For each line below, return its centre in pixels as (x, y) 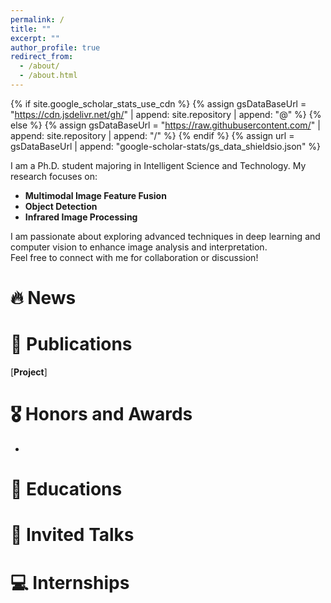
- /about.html (48, 76)
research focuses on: (54, 176)
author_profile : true (55, 47)
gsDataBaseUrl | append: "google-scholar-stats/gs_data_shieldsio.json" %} (166, 146)
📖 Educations (66, 489)
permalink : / (37, 19)
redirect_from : (42, 57)
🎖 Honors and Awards (101, 414)
